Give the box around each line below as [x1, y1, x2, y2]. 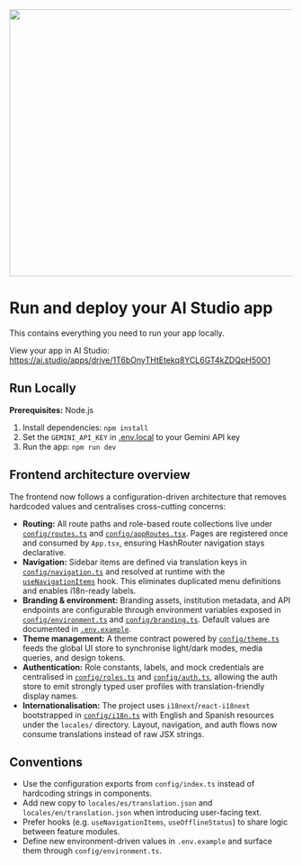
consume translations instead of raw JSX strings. [22, 728, 205, 739]
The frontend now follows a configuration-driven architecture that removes [9, 491, 287, 502]
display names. [22, 690, 79, 701]
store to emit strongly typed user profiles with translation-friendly [22, 680, 265, 691]
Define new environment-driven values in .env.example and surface [22, 836, 272, 847]
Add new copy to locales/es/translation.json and [22, 797, 213, 808]
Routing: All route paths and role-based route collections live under [22, 518, 272, 529]
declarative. [22, 546, 67, 557]
